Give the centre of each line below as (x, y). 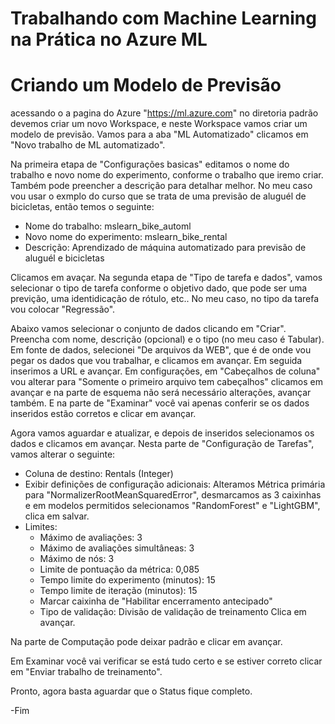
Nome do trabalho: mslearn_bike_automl (108, 226)
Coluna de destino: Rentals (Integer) (99, 474)
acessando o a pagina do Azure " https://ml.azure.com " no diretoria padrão (164, 113)
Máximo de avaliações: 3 (91, 538)
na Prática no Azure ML (109, 39)
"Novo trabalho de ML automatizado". (88, 145)
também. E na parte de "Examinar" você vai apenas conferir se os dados (160, 403)
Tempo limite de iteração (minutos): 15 (118, 591)
